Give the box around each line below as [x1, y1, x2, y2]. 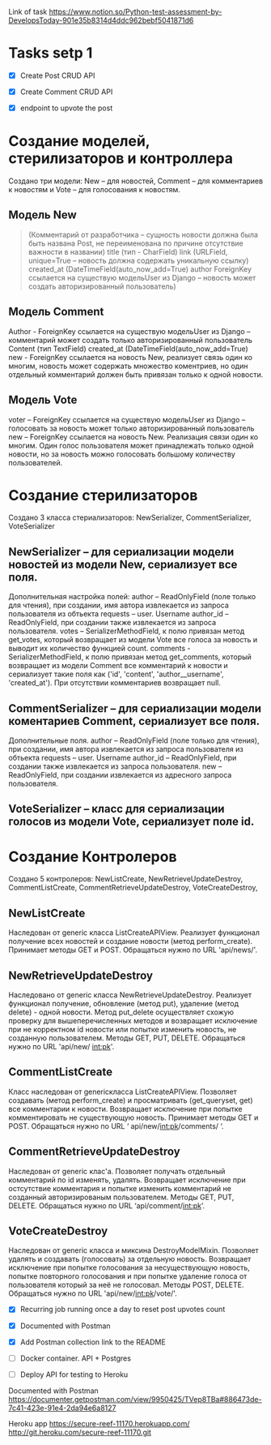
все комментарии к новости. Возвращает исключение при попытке [8, 1104, 243, 1113]
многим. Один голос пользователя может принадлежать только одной [8, 440, 254, 450]
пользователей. [8, 457, 63, 467]
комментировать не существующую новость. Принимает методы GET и [8, 1113, 259, 1122]
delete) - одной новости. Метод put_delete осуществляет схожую [8, 1007, 235, 1017]
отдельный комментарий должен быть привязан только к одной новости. [8, 369, 264, 379]
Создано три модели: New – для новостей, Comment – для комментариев [8, 176, 264, 186]
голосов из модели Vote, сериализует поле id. [8, 815, 255, 829]
